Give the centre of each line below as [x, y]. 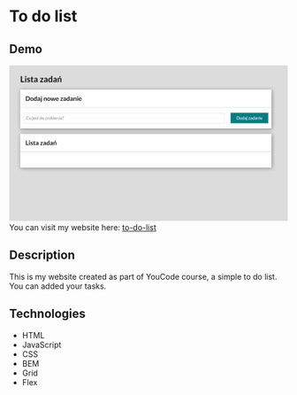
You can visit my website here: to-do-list [83, 228]
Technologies [48, 314]
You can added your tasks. [58, 286]
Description [42, 256]
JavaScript [42, 345]
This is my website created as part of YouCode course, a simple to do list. [143, 276]
